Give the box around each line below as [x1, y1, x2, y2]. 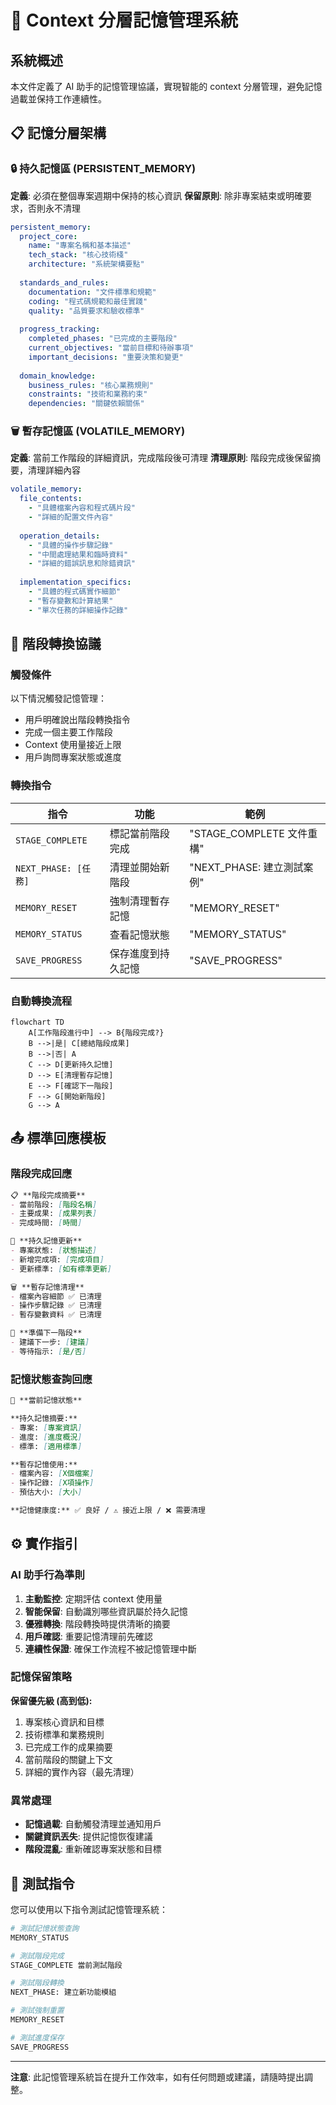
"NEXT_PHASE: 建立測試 [189, 860, 304, 874]
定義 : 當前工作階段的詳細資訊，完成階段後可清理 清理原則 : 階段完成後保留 [10, 452, 312, 464]
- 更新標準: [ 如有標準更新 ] [10, 1264, 112, 1274]
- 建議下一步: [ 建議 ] [10, 1337, 90, 1348]
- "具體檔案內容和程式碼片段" [28, 503, 136, 513]
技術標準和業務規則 [24, 1728, 105, 1740]
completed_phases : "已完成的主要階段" [28, 334, 178, 344]
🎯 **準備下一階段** [10, 1328, 83, 1338]
